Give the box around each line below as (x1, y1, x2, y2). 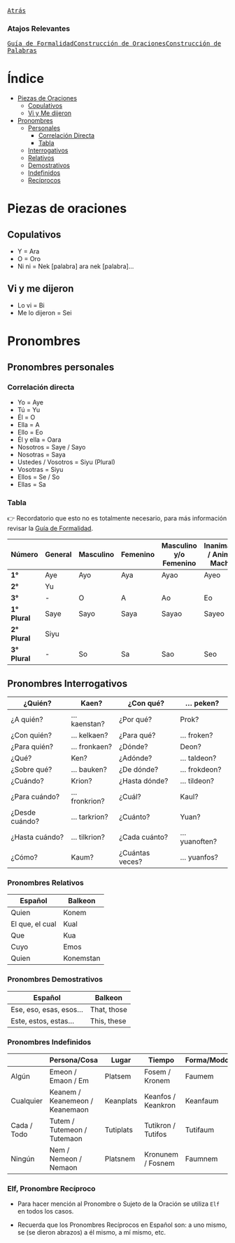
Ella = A (17, 420, 40, 428)
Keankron (144, 1100, 176, 1110)
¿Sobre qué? (10, 765, 52, 775)
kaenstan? (71, 719, 105, 729)
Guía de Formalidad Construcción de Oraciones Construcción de (7, 39, 222, 48)
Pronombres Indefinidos (7, 1037, 92, 1046)
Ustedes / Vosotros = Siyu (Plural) (17, 457, 115, 466)
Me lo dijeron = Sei (17, 309, 72, 317)
